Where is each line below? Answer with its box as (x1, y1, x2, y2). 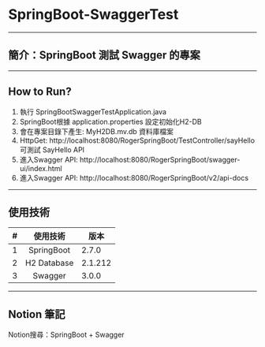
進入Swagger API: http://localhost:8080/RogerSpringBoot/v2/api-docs (19, 173, 249, 182)
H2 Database (24, 258, 74, 269)
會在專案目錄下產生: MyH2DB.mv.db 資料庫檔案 (19, 126, 174, 136)
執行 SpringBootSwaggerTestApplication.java (19, 106, 167, 116)
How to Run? (8, 85, 73, 99)
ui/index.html (19, 163, 62, 173)
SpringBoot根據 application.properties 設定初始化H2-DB (19, 117, 203, 126)
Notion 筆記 (8, 308, 65, 321)
